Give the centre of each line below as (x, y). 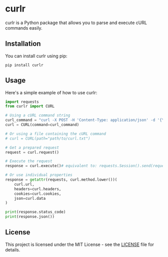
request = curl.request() (32, 152)
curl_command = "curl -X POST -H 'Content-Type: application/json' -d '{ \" (86, 120)
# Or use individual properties (39, 175)
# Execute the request (29, 161)
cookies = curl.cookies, (38, 194)
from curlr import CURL (30, 106)
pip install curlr (24, 65)
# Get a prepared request (32, 148)
